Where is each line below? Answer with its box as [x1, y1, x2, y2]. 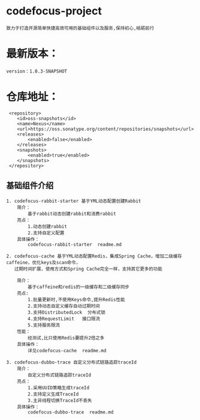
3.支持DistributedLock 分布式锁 [28, 309, 106, 316]
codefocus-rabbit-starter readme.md [28, 241, 122, 247]
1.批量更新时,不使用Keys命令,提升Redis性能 [28, 296, 125, 302]
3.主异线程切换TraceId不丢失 [28, 397, 92, 403]
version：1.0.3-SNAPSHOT [6, 68, 68, 74]
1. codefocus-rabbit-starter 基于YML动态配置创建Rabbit [6, 198, 141, 204]
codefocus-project [6, 4, 102, 18]
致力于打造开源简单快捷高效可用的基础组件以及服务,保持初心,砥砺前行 [6, 25, 154, 31]
